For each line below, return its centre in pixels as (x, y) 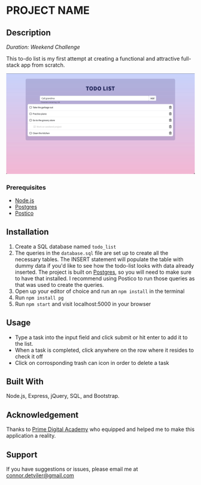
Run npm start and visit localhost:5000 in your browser (83, 304)
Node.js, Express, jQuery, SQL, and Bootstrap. (63, 396)
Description (28, 33)
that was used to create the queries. (59, 285)
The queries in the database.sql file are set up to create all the (92, 253)
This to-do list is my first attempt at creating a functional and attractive (93, 59)
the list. (24, 343)
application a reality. (31, 436)
